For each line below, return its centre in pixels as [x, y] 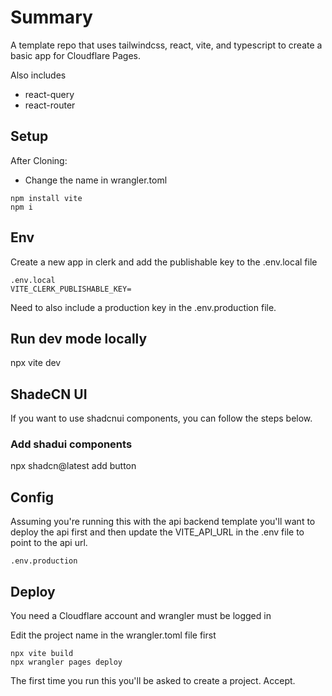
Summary [51, 17]
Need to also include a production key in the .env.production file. [143, 307]
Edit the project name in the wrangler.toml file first [113, 635]
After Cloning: [39, 160]
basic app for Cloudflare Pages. [76, 55]
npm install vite [46, 198]
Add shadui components [71, 444]
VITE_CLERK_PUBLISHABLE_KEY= [71, 289]
